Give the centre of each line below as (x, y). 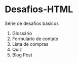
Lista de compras (30, 44)
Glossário (22, 33)
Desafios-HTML (39, 9)
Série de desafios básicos (32, 23)
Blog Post (22, 55)
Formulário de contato (35, 39)
